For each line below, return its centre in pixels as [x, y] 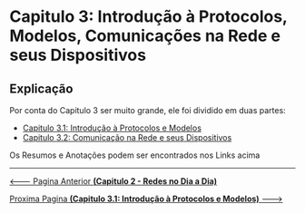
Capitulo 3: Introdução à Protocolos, [148, 17]
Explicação [41, 88]
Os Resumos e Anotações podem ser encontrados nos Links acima [135, 155]
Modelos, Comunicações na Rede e [145, 36]
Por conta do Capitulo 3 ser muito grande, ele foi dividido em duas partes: [148, 110]
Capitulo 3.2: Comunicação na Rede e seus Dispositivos [127, 137]
